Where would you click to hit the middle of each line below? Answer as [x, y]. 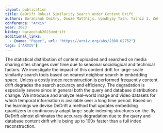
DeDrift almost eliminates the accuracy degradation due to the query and [78, 116]
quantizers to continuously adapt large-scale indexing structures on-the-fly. [81, 111]
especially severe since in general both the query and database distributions [81, 90]
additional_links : [24, 37]
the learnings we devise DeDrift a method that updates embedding [72, 105]
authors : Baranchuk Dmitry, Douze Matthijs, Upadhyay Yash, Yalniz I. [78, 18]
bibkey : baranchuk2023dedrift [36, 32]
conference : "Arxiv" [26, 23]
